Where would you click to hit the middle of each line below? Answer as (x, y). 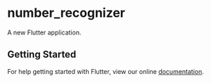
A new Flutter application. (44, 32)
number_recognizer (66, 13)
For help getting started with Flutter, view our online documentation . (105, 71)
